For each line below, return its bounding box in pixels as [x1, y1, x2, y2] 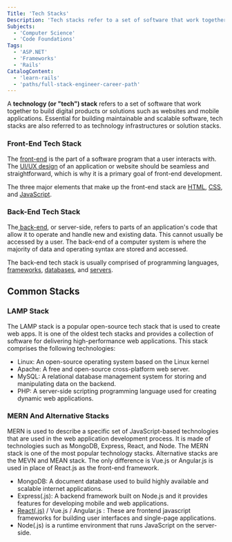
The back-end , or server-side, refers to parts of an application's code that [7, 222, 217, 231]
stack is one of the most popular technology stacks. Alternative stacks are [7, 449, 219, 457]
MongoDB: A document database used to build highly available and [17, 477, 209, 485]
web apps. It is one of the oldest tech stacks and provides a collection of [7, 329, 214, 338]
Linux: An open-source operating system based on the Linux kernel [17, 357, 209, 366]
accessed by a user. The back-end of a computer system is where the [7, 238, 206, 246]
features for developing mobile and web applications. [17, 499, 169, 507]
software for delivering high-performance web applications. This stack [7, 336, 209, 345]
